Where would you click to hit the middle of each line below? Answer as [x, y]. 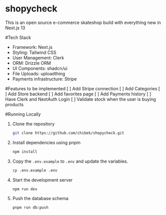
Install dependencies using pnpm [46, 142]
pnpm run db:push [30, 208]
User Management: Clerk [38, 57]
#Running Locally [23, 114]
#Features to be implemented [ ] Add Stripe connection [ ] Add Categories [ [83, 88]
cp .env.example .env [35, 170]
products [14, 104]
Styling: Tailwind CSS [34, 52]
